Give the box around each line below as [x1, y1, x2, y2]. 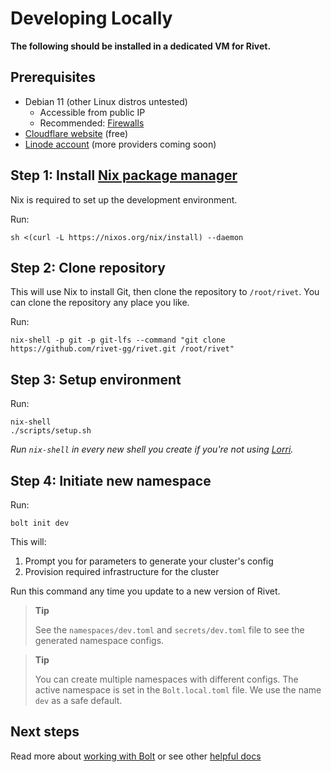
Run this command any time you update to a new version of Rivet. [10, 585, 281, 597]
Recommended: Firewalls [39, 117, 145, 129]
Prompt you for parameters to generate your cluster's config [24, 555, 274, 567]
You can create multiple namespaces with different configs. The [34, 673, 299, 685]
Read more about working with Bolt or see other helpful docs [10, 750, 262, 762]
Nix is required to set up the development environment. [10, 193, 238, 206]
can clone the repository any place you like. [10, 297, 190, 309]
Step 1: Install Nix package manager [10, 167, 238, 184]
